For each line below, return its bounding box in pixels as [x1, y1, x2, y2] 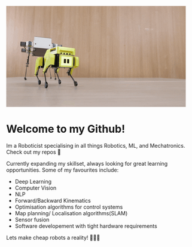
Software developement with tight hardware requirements [14, 222, 157, 230]
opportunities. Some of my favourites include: [6, 166, 119, 173]
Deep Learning [14, 178, 52, 185]
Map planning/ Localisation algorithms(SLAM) [14, 209, 128, 216]
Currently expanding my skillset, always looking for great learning [6, 160, 168, 167]
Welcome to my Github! [6, 123, 126, 136]
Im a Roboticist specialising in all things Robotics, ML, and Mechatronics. [6, 142, 185, 149]
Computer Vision [14, 184, 57, 191]
